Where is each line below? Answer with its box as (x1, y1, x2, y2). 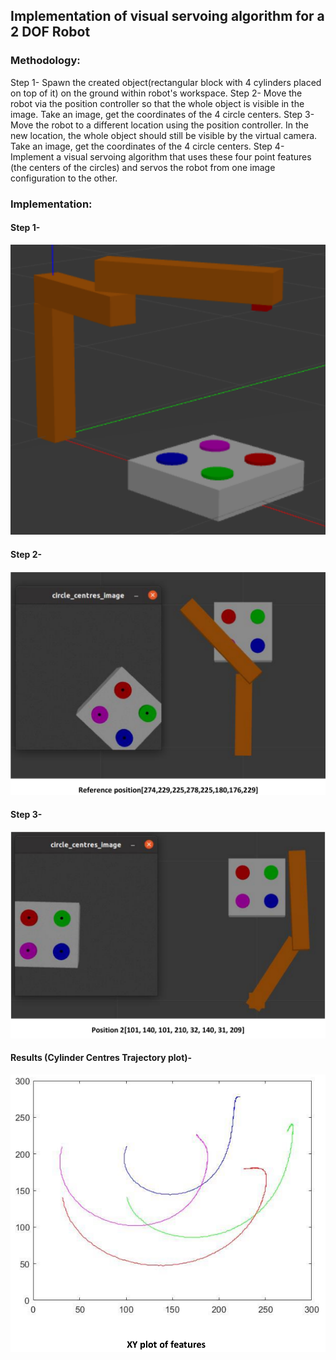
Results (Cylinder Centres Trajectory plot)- (10, 1052, 193, 1064)
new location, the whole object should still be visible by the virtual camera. (10, 129, 318, 141)
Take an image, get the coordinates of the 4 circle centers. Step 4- (10, 140, 285, 152)
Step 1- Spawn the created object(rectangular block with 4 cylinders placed (10, 76, 322, 88)
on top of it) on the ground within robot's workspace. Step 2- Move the (10, 87, 303, 99)
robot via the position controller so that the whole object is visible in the (10, 97, 305, 109)
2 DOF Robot (10, 24, 91, 41)
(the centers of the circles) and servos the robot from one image (10, 161, 276, 173)
